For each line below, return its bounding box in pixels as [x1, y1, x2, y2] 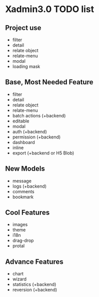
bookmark [12, 194, 34, 200]
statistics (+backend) [12, 281, 56, 287]
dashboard [12, 139, 35, 145]
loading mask [12, 64, 40, 69]
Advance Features [5, 257, 63, 266]
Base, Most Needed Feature [5, 78, 93, 86]
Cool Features [5, 208, 50, 217]
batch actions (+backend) [12, 112, 66, 118]
